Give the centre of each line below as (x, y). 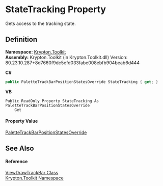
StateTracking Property (56, 9)
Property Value (22, 121)
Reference (17, 161)
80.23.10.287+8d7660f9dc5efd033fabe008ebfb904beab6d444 (73, 63)
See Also (20, 149)
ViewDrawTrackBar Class (32, 173)
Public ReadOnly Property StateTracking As (52, 101)
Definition (21, 39)
